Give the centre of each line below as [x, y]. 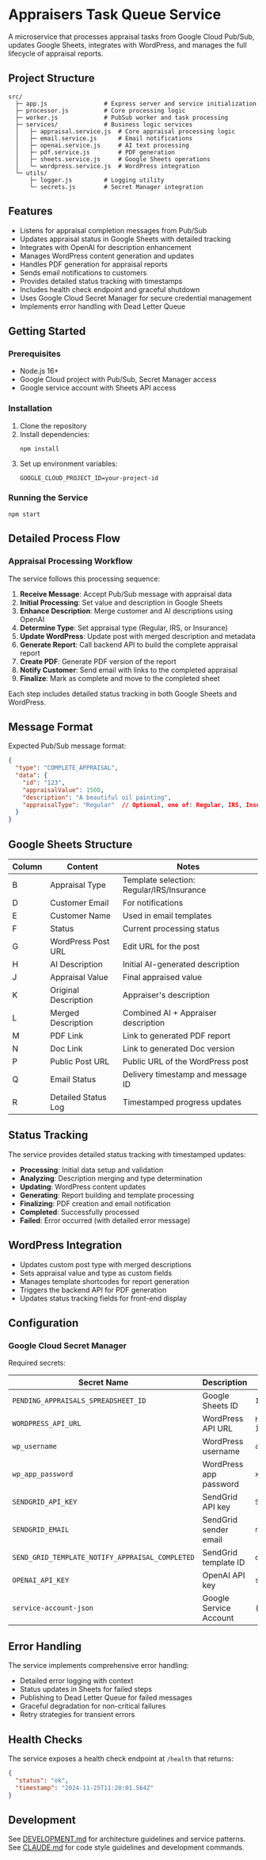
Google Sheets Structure [70, 844]
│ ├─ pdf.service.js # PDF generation [95, 152]
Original [65, 990]
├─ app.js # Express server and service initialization [136, 104]
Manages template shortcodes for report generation [104, 1281]
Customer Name [80, 916]
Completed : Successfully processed [80, 1212]
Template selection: [159, 880]
